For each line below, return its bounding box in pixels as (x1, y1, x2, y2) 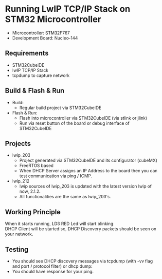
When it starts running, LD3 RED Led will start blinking (5, 221, 113, 227)
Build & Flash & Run (5, 87, 65, 95)
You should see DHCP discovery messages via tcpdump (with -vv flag (12, 258, 153, 264)
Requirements (5, 49, 49, 57)
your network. (5, 231, 33, 237)
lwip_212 (12, 178, 30, 184)
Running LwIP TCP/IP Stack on (5, 3, 130, 15)
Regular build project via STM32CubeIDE (19, 105, 102, 111)
